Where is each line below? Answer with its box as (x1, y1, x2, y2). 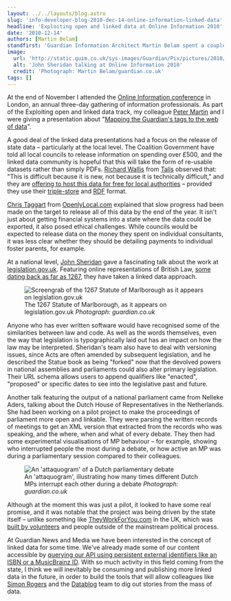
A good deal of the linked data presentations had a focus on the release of (7, 136, 218, 144)
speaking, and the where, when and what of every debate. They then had (7, 430, 215, 438)
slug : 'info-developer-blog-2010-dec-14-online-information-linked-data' (7, 17, 223, 23)
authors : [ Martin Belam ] (7, 36, 78, 43)
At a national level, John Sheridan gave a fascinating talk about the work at (7, 258, 219, 266)
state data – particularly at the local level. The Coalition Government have (7, 143, 214, 152)
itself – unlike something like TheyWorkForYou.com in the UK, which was (7, 515, 213, 524)
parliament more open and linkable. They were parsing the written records (7, 415, 218, 424)
